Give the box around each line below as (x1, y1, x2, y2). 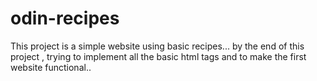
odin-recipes (10, 7, 120, 30)
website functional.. (10, 61, 92, 73)
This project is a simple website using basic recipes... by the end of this (10, 40, 305, 52)
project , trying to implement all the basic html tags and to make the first (10, 50, 307, 62)
